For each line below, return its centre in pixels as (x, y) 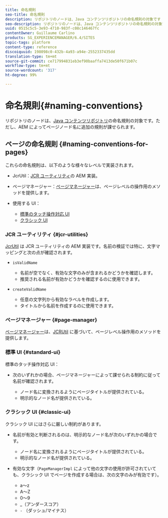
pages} (17, 153)
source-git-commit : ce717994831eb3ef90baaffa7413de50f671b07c (71, 61)
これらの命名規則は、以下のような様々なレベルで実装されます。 (71, 165)
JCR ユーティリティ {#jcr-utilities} (47, 234)
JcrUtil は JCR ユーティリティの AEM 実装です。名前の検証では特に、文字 (80, 246)
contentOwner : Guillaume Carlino (40, 33)
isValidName (25, 263)
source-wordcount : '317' (31, 71)
